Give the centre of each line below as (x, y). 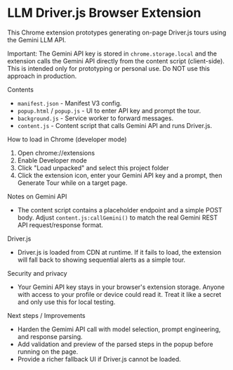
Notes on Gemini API (37, 196)
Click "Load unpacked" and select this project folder (93, 167)
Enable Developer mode (52, 160)
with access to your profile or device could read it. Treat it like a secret (119, 294)
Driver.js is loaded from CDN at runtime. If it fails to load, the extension (119, 252)
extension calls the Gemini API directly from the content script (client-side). (116, 60)
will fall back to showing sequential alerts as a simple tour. (101, 260)
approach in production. (42, 76)
